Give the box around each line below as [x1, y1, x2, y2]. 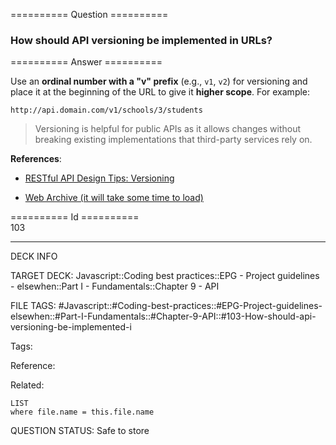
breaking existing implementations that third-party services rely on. [34, 134, 313, 146]
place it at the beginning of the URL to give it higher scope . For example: [10, 86, 311, 98]
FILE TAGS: [10, 300, 57, 312]
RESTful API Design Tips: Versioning [24, 172, 175, 184]
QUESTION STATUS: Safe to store [10, 425, 150, 437]
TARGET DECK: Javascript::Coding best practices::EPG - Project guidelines [10, 270, 320, 282]
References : [10, 153, 62, 165]
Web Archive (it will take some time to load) [24, 192, 204, 204]
